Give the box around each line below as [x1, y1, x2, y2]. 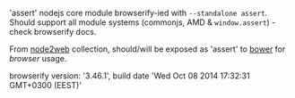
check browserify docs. [9, 27, 97, 37]
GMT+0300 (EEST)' [9, 80, 82, 90]
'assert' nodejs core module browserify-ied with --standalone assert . [9, 8, 268, 18]
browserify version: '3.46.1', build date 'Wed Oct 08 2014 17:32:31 [9, 70, 250, 81]
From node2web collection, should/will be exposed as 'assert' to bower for [9, 44, 286, 54]
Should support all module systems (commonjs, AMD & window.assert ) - [9, 17, 276, 28]
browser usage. [9, 53, 67, 63]
